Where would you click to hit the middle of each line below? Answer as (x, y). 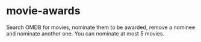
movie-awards (43, 11)
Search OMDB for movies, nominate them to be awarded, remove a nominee (101, 27)
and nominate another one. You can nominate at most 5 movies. (85, 33)
